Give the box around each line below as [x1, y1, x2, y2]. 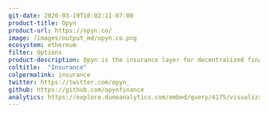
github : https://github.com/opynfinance [8, 85, 145, 94]
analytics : [8, 93, 45, 101]
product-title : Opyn [8, 19, 77, 27]
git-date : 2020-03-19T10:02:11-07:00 [8, 11, 134, 20]
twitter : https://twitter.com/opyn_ [8, 78, 130, 86]
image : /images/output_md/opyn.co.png [8, 33, 137, 42]
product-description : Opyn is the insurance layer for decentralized [8, 56, 245, 64]
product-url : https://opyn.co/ [8, 26, 112, 34]
